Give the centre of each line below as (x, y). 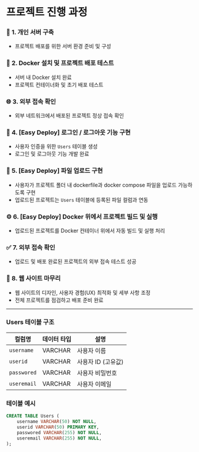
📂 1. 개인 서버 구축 (30, 32)
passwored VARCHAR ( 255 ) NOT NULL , (59, 432)
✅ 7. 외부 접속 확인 (31, 247)
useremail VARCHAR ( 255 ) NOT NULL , (59, 438)
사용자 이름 (92, 350)
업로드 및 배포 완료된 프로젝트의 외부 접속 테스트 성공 (76, 261)
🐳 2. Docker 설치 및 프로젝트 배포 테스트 (60, 63)
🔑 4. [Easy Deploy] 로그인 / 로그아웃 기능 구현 (68, 132)
